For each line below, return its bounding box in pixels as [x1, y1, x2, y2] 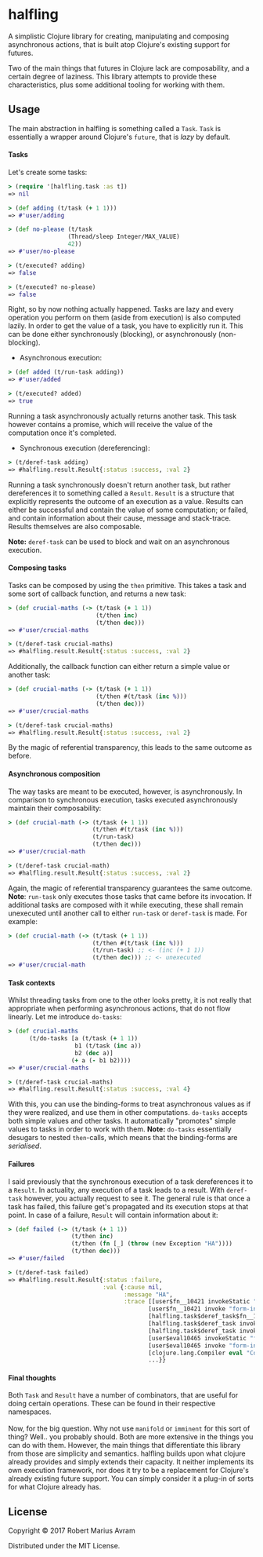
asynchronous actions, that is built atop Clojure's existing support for [8, 39, 231, 49]
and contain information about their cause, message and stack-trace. [8, 513, 232, 523]
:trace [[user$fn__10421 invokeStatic [124, 1298, 250, 1306]
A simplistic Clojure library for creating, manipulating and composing [8, 31, 229, 41]
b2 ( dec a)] [74, 1049, 113, 1057]
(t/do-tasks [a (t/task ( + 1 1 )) [28, 1035, 139, 1043]
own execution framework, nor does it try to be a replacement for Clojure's [8, 1466, 249, 1475]
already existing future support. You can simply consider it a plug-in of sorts [8, 1474, 254, 1483]
